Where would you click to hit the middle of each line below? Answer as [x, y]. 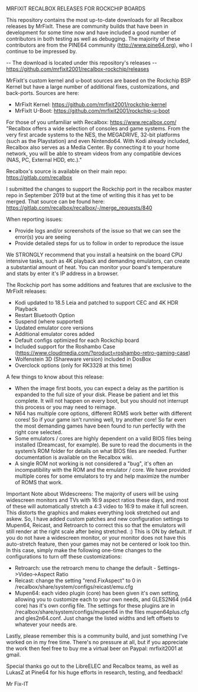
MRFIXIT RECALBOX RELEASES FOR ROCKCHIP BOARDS [76, 9]
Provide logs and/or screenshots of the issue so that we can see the [98, 231]
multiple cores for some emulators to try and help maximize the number [102, 476]
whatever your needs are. [46, 624]
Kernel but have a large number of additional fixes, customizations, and [93, 87]
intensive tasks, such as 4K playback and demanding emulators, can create [98, 261]
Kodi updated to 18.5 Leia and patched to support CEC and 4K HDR [96, 303]
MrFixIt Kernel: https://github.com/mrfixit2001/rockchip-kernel [91, 105]
